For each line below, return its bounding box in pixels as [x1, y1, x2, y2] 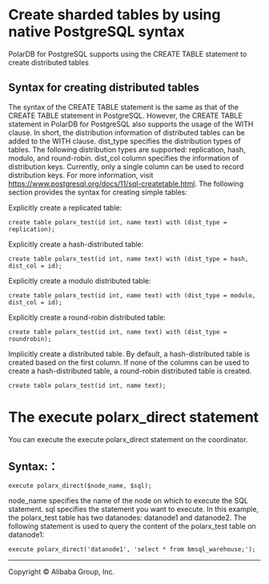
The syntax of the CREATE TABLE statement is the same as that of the [8, 102, 239, 111]
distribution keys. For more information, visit [8, 170, 154, 179]
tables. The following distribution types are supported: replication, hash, [8, 144, 246, 154]
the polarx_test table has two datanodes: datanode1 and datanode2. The [8, 513, 247, 522]
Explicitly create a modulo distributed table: [8, 276, 151, 285]
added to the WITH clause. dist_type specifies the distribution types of [8, 136, 242, 146]
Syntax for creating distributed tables [8, 81, 200, 95]
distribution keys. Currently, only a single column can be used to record [8, 162, 244, 171]
